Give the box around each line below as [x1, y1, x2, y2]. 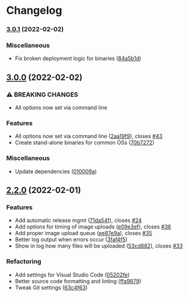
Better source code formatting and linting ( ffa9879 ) [14, 277, 142, 284]
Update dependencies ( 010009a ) [14, 168, 97, 175]
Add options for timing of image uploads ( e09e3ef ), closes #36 [14, 223, 172, 230]
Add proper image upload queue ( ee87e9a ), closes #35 [14, 230, 152, 237]
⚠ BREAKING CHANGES [6, 90, 79, 99]
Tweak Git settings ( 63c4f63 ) [14, 284, 88, 291]
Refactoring [6, 257, 42, 266]
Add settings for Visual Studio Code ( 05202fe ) [14, 271, 130, 278]
